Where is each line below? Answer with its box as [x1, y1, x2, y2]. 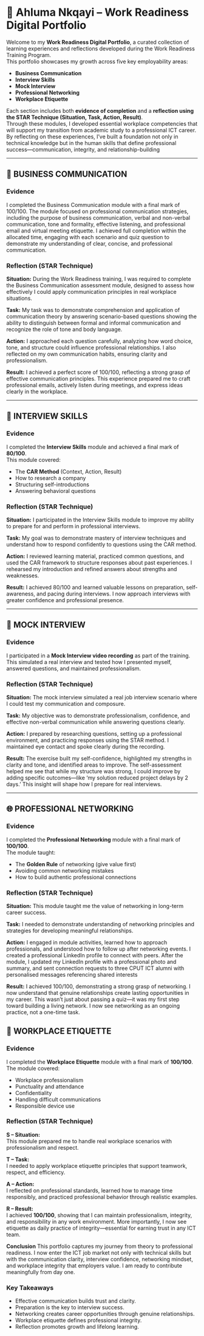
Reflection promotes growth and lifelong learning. [15, 1323, 140, 1331]
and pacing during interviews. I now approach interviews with [36, 590, 191, 597]
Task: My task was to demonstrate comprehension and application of [6, 306, 180, 313]
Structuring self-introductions [15, 481, 90, 488]
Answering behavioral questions [15, 487, 96, 494]
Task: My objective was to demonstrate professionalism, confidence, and [6, 711, 190, 719]
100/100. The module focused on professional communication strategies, [6, 208, 189, 215]
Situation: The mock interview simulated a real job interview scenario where [6, 693, 197, 700]
